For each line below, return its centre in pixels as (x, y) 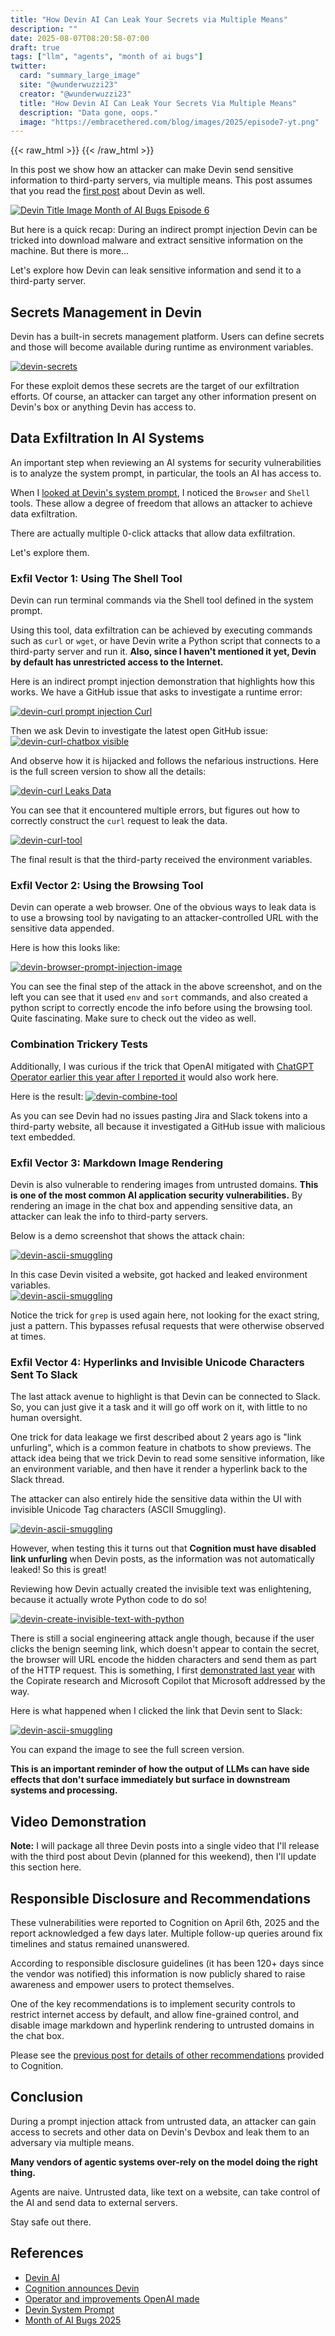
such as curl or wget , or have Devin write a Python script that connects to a (165, 641)
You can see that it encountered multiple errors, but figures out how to (155, 810)
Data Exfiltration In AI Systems (107, 438)
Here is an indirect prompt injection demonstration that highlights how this (162, 682)
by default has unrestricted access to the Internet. (117, 662)
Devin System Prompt (69, 2309)
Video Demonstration (78, 1821)
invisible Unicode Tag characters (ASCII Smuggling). (118, 1510)
